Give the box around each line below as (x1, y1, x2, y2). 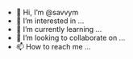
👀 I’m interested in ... (15, 16, 85, 26)
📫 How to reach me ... (15, 42, 91, 51)
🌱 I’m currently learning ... (15, 25, 102, 33)
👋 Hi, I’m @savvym (15, 8, 79, 17)
